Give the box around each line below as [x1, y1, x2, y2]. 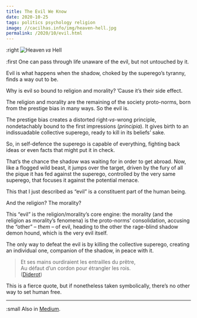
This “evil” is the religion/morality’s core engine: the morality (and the [6, 211, 173, 218]
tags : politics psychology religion [6, 19, 96, 25]
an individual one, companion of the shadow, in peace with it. [6, 247, 154, 254]
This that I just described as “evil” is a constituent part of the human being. [6, 188, 186, 195]
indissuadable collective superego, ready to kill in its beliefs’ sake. [6, 129, 165, 136]
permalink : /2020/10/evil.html [6, 31, 83, 36]
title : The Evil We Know [6, 8, 67, 15]
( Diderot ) [20, 271, 43, 278]
